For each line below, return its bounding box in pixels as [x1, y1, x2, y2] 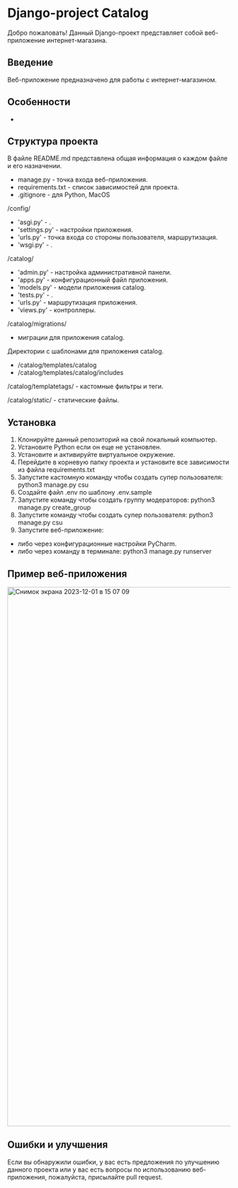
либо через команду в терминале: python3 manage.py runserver [17, 547, 212, 556]
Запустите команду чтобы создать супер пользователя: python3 [17, 511, 214, 519]
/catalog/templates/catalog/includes [17, 368, 124, 377]
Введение [7, 57, 54, 69]
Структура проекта [7, 135, 98, 147]
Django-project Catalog [7, 5, 149, 21]
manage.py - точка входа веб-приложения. [17, 175, 148, 184]
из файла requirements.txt [17, 466, 95, 474]
